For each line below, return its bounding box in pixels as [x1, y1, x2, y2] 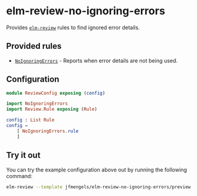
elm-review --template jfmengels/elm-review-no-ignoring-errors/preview [6, 183, 191, 190]
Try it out [6, 150, 41, 160]
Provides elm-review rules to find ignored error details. [6, 24, 140, 31]
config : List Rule [6, 117, 55, 123]
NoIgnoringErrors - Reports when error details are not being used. [14, 57, 178, 64]
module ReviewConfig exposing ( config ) [6, 90, 106, 96]
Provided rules [6, 41, 61, 51]
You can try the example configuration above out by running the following [6, 166, 187, 173]
